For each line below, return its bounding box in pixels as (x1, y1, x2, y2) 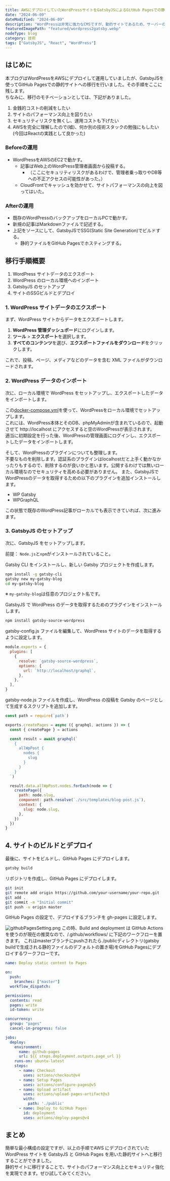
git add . (5, 895, 26, 900)
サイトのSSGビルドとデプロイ (12, 290, 75, 296)
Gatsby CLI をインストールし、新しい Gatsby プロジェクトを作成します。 (5, 562, 157, 568)
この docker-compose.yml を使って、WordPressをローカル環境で (5, 407, 139, 413)
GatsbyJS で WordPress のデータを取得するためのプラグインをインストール (5, 602, 162, 608)
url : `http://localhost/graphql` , (23, 668, 96, 673)
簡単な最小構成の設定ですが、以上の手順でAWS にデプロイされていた (5, 1145, 149, 1151)
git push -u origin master (5, 904, 62, 909)
